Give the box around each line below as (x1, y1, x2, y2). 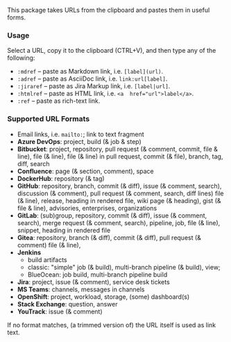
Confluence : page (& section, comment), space (17, 167, 154, 175)
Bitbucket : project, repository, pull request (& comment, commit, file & (17, 145, 219, 153)
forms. (7, 13, 26, 22)
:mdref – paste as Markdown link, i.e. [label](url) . (17, 67, 164, 76)
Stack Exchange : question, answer (17, 300, 118, 308)
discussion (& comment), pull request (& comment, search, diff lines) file (17, 189, 224, 197)
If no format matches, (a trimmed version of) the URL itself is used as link (7, 320, 216, 329)
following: (7, 54, 35, 62)
